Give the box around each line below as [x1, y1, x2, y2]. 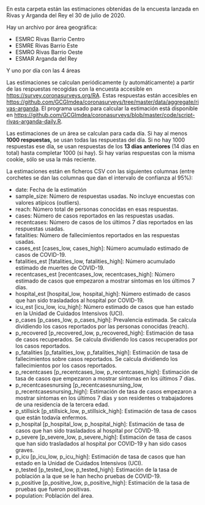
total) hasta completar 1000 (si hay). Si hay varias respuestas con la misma [6, 150, 195, 156]
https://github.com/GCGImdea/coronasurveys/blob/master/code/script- [14, 112, 195, 118]
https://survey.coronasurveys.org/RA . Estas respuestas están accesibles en [6, 92, 198, 99]
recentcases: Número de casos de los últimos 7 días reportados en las [15, 219, 193, 226]
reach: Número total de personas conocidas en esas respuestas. [15, 205, 179, 213]
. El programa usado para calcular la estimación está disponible [38, 105, 198, 112]
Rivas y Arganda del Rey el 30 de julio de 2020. [6, 12, 125, 19]
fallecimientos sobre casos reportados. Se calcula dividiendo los [15, 355, 178, 362]
